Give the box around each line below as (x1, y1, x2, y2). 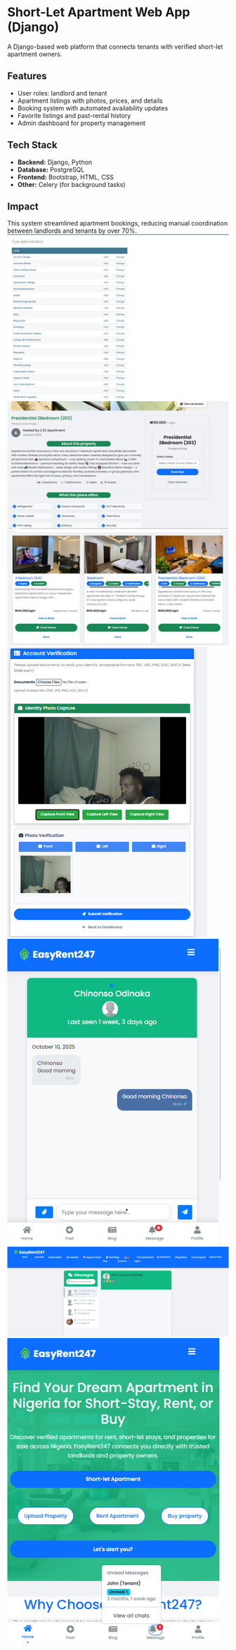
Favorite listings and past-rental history (17, 111, 131, 119)
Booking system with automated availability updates (17, 103, 169, 112)
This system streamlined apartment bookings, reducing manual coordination (7, 219, 228, 228)
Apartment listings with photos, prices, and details (17, 96, 163, 105)
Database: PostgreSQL (17, 165, 85, 174)
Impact (7, 200, 39, 212)
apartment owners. (7, 50, 63, 58)
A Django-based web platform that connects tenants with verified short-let (7, 42, 223, 51)
